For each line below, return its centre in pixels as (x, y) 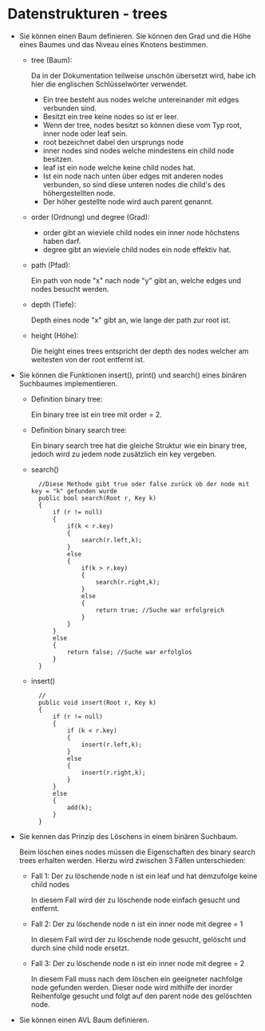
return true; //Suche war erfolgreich (160, 610)
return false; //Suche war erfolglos (129, 652)
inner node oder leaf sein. (85, 134)
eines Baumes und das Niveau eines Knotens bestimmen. (113, 44)
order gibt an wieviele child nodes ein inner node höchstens (141, 232)
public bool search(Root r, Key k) (97, 498)
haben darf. (62, 241)
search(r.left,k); (112, 540)
